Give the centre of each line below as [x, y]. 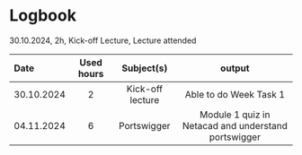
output [235, 68]
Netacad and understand [235, 125]
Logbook [43, 16]
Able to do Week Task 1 [235, 94]
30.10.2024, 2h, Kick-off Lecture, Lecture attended [103, 40]
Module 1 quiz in [235, 115]
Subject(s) [145, 68]
